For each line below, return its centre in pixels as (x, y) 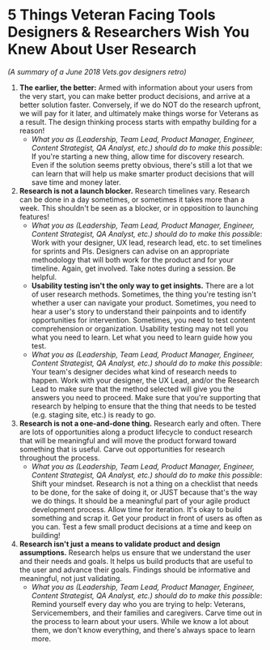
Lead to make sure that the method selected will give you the (133, 389)
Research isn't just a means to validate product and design (120, 544)
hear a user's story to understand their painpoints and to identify (139, 311)
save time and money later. (76, 182)
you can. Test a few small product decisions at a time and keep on (141, 526)
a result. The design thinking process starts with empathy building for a (138, 122)
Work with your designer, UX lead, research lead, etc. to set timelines (146, 242)
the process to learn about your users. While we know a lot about (140, 621)
